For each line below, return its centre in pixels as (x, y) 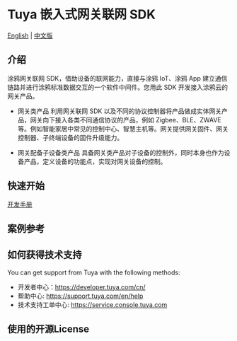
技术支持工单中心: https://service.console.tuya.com (92, 304)
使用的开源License (48, 329)
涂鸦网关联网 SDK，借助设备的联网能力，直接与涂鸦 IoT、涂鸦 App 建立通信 (117, 78)
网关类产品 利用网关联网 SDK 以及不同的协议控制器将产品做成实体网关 (120, 111)
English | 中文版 (30, 35)
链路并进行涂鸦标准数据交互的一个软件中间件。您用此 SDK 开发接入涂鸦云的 (118, 87)
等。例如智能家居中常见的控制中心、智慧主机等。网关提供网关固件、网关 (123, 129)
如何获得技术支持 (45, 255)
